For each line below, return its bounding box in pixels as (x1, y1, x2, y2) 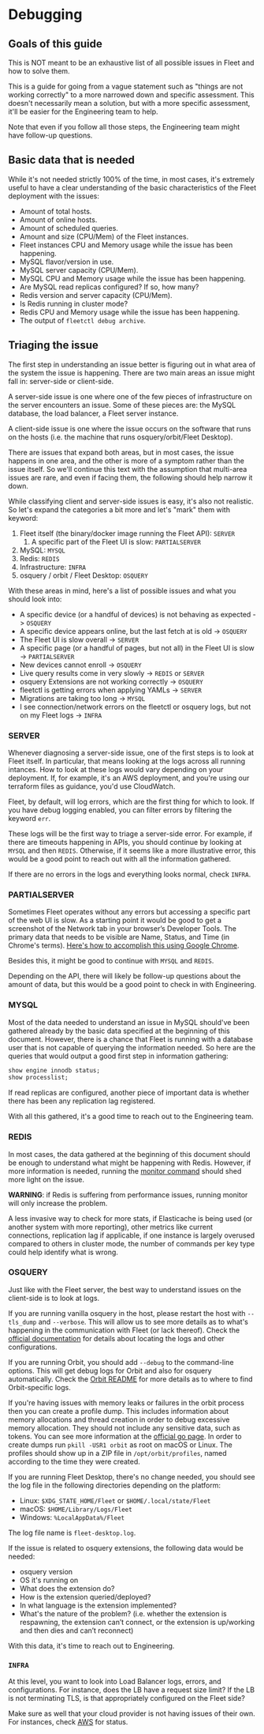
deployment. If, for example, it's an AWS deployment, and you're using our (8, 773, 250, 782)
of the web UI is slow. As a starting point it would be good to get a (8, 915, 222, 925)
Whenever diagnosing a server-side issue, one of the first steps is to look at (8, 748, 255, 757)
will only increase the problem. (8, 1198, 108, 1208)
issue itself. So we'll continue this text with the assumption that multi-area (8, 464, 247, 473)
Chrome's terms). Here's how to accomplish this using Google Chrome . (8, 941, 240, 950)
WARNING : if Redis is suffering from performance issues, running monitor (8, 1189, 248, 1199)
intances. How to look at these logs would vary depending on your (8, 764, 224, 774)
